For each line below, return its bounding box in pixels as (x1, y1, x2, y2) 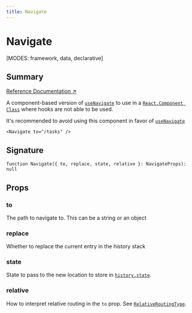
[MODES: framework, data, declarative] (6, 55, 103, 62)
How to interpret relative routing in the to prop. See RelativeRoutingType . (6, 300, 187, 307)
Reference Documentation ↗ (6, 88, 77, 95)
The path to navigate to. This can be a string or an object (6, 214, 147, 221)
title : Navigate (6, 8, 47, 15)
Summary (6, 71, 44, 82)
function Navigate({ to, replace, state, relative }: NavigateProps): (6, 161, 187, 167)
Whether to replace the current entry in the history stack (6, 243, 146, 250)
